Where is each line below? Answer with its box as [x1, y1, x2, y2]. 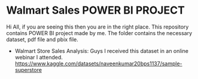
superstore [14, 66, 42, 73]
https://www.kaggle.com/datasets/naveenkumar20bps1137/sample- [14, 60, 182, 67]
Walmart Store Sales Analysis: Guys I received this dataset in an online [14, 47, 188, 54]
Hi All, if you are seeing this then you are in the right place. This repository [6, 23, 189, 30]
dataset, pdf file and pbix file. [6, 36, 79, 43]
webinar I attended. [14, 53, 63, 61]
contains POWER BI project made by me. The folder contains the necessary [6, 29, 193, 36]
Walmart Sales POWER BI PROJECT [6, 4, 185, 17]
